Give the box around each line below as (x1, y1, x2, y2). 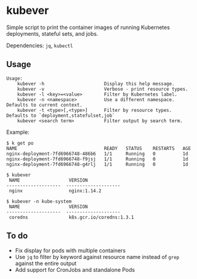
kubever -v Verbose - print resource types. (17, 86, 189, 92)
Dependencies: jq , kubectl (6, 42, 73, 49)
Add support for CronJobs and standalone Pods (15, 266, 135, 273)
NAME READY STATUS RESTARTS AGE (6, 145, 191, 151)
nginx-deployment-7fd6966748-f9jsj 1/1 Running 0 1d (6, 156, 189, 162)
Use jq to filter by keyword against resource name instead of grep (15, 253, 180, 260)
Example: (6, 128, 30, 136)
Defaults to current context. (6, 102, 83, 108)
